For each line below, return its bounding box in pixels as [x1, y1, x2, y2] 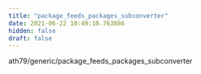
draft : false [8, 34, 53, 43]
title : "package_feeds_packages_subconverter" [8, 11, 169, 20]
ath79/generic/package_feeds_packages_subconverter [8, 56, 193, 66]
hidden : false [8, 27, 57, 35]
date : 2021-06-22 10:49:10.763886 [8, 19, 126, 27]
